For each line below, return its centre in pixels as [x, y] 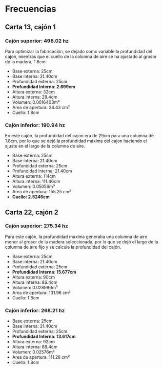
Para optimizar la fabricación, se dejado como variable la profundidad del [79, 51]
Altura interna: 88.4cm [35, 347]
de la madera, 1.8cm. [26, 61]
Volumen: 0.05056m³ [33, 186]
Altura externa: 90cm [33, 277]
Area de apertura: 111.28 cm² [41, 357]
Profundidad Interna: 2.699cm [44, 87]
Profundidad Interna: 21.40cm [42, 171]
